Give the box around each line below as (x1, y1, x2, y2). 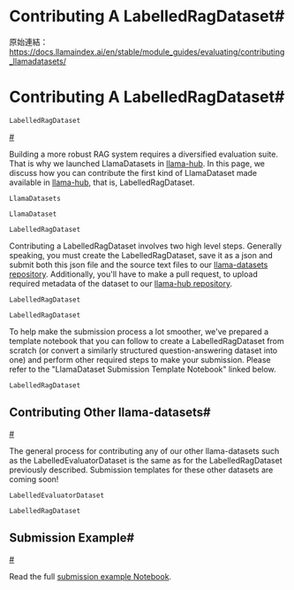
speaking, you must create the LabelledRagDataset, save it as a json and (9, 249, 274, 260)
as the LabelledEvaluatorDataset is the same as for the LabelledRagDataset (9, 455, 283, 465)
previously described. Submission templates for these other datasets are (9, 464, 274, 475)
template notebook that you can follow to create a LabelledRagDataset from (9, 335, 284, 346)
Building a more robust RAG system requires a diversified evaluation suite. (9, 149, 278, 159)
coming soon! (9, 473, 59, 484)
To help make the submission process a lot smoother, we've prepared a (9, 326, 269, 337)
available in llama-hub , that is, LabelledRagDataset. (9, 177, 195, 188)
